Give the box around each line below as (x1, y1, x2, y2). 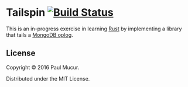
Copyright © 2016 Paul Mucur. (6, 64, 80, 71)
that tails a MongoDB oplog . (6, 31, 73, 38)
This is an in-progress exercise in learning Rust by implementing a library (6, 25, 182, 32)
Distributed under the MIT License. (6, 75, 90, 82)
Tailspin (6, 6, 46, 19)
